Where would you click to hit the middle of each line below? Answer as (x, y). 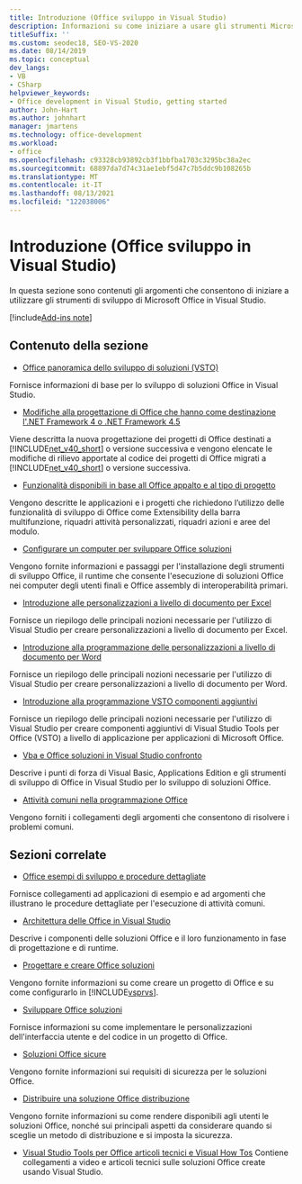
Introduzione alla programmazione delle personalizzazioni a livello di (149, 647)
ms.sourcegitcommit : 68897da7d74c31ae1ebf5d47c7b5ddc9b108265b (130, 168)
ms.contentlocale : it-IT (56, 185)
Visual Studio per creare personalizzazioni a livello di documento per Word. (148, 683)
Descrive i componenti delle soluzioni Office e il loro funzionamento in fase (148, 938)
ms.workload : (34, 143)
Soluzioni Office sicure (64, 1054)
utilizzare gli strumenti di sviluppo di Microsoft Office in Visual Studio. (138, 300)
